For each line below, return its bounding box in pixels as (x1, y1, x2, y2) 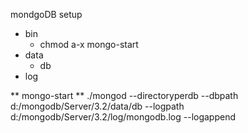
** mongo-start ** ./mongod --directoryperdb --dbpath (10, 90, 239, 101)
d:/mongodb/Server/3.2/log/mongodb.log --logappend (10, 111, 237, 123)
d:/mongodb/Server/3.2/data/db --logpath (10, 100, 185, 112)
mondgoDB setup (10, 9, 83, 20)
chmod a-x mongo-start (39, 39, 139, 50)
